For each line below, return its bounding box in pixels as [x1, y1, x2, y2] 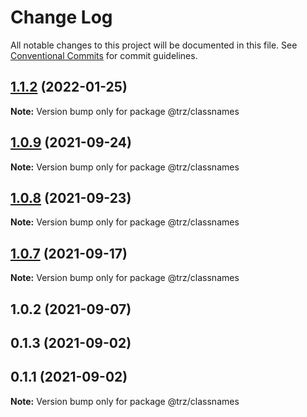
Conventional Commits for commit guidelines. [10, 49, 198, 61]
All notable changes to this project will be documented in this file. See [10, 39, 298, 51]
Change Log [10, 6, 113, 29]
